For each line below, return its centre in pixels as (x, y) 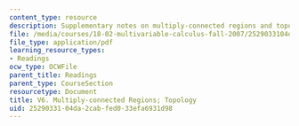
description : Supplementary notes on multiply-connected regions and (141, 26)
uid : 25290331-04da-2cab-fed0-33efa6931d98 (91, 108)
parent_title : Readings (53, 75)
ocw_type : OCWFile (43, 67)
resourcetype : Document (53, 91)
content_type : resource (53, 17)
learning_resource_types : (57, 51)
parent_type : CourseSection (61, 83)
